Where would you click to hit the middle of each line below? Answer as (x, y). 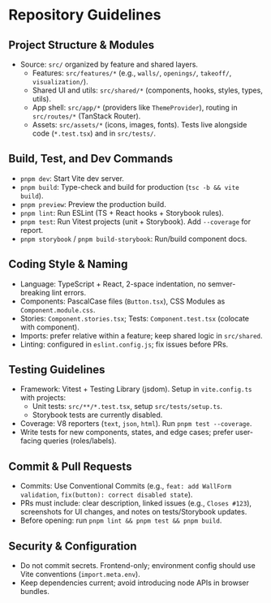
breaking (35, 292)
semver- (222, 284)
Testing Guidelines (57, 370)
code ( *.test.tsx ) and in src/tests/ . (94, 133)
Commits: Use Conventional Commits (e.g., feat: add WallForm (126, 486)
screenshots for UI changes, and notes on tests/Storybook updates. (133, 512)
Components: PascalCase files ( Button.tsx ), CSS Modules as (123, 301)
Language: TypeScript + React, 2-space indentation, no (113, 284)
